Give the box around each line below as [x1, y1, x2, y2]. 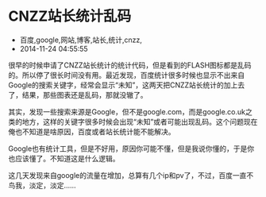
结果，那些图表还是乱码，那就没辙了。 [21, 90, 148, 99]
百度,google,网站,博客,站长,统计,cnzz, [19, 35, 143, 44]
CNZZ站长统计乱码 [8, 7, 132, 25]
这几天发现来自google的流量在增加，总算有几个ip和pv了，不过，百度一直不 [8, 170, 254, 180]
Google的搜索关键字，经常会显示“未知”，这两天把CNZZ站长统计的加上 [8, 80, 238, 90]
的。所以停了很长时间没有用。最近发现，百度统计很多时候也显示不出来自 [8, 70, 245, 79]
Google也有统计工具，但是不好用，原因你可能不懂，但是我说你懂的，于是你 [8, 144, 255, 153]
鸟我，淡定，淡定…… [8, 180, 77, 190]
